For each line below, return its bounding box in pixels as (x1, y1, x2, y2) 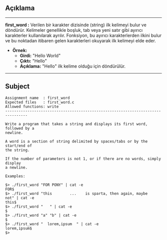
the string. (5, 148, 30, 153)
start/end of (5, 143, 32, 148)
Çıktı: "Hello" (19, 58, 47, 64)
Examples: (5, 173, 26, 178)
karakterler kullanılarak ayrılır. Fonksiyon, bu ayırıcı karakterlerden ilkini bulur (5, 32, 162, 38)
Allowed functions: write (5, 104, 59, 109)
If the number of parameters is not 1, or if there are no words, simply (5, 156, 162, 161)
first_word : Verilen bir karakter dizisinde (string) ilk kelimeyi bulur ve (5, 22, 147, 28)
